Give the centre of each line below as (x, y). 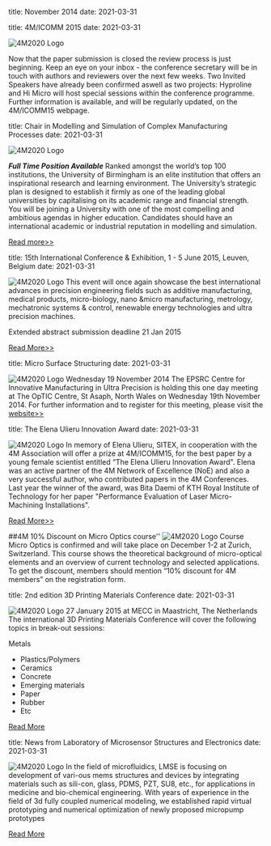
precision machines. (42, 316)
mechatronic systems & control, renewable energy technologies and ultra (130, 308)
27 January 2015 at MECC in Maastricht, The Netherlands (162, 611)
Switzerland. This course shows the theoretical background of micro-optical (135, 553)
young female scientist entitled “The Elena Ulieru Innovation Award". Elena (132, 462)
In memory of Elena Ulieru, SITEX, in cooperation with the (161, 445)
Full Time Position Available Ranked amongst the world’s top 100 (117, 166)
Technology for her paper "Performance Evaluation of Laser (108, 496)
